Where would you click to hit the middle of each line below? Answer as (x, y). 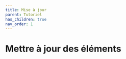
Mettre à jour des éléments (63, 49)
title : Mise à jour (26, 10)
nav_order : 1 (19, 24)
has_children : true (26, 19)
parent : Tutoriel (24, 15)
